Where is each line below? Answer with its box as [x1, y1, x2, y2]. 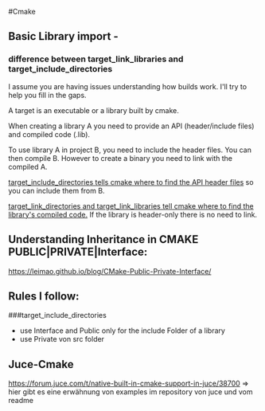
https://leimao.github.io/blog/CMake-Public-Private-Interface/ [8, 266, 212, 276]
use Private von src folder [19, 335, 105, 344]
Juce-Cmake [8, 358, 74, 371]
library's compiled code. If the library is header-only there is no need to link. [8, 209, 257, 219]
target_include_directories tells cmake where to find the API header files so [8, 177, 254, 186]
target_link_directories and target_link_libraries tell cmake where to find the [8, 201, 254, 210]
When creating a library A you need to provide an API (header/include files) [8, 121, 255, 131]
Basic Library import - [8, 29, 119, 43]
